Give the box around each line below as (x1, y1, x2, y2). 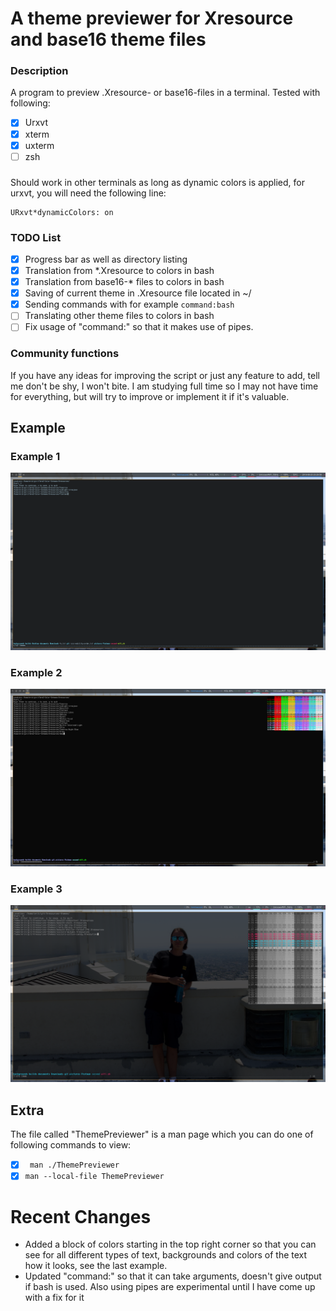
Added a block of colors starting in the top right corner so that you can (24, 1238, 317, 1251)
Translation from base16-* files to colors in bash (24, 276, 225, 288)
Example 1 (10, 450, 61, 463)
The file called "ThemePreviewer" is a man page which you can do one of (10, 1128, 314, 1141)
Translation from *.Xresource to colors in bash (24, 265, 215, 277)
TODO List (10, 230, 62, 244)
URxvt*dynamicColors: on (10, 207, 114, 217)
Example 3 (10, 882, 63, 896)
